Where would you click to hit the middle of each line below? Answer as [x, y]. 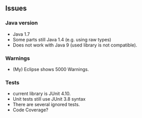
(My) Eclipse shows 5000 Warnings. [51, 69]
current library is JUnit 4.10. [42, 93]
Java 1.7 [21, 34]
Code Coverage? [30, 110]
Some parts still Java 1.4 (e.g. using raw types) [62, 39]
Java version [22, 23]
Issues [16, 8]
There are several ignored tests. [46, 105]
